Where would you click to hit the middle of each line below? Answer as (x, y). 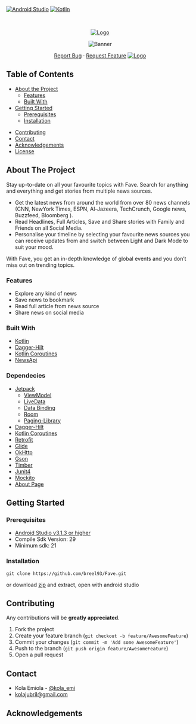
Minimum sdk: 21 (35, 546)
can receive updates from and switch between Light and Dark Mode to (102, 241)
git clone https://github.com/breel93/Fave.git (66, 574)
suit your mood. (34, 247)
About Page (29, 484)
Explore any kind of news (46, 293)
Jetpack (25, 388)
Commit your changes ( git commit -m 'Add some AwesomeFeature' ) (97, 642)
